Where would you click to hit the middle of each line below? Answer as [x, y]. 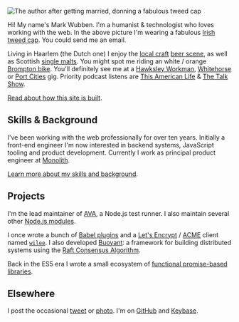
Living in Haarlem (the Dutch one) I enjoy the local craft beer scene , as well [117, 54]
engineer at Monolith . [38, 160]
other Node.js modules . [42, 221]
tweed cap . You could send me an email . [67, 40]
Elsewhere [31, 294]
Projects [26, 196]
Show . [16, 84]
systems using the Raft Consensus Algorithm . [74, 250]
